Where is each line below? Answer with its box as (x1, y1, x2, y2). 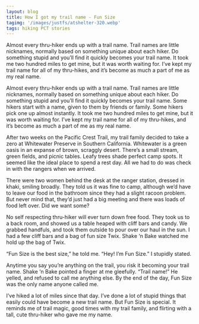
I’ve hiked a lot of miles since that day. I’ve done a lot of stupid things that (6, 292, 186, 300)
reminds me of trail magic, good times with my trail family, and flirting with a (6, 305, 192, 312)
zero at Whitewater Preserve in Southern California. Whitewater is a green (6, 140, 187, 147)
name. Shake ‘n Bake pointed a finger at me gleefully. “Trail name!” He (6, 268, 178, 275)
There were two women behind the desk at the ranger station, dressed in (6, 177, 185, 184)
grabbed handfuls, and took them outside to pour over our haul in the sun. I (6, 226, 190, 233)
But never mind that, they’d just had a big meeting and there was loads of (6, 196, 185, 203)
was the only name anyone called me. (6, 281, 99, 288)
